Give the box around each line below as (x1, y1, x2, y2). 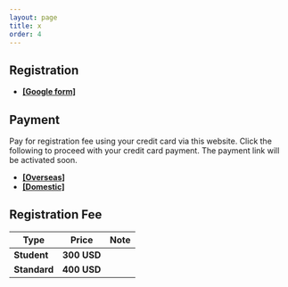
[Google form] (21, 86, 76, 97)
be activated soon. (9, 155, 78, 165)
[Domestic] (21, 182, 65, 192)
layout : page (9, 12, 58, 22)
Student (13, 249, 49, 261)
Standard (13, 263, 54, 275)
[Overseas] (21, 172, 65, 183)
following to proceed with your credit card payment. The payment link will (9, 145, 280, 156)
